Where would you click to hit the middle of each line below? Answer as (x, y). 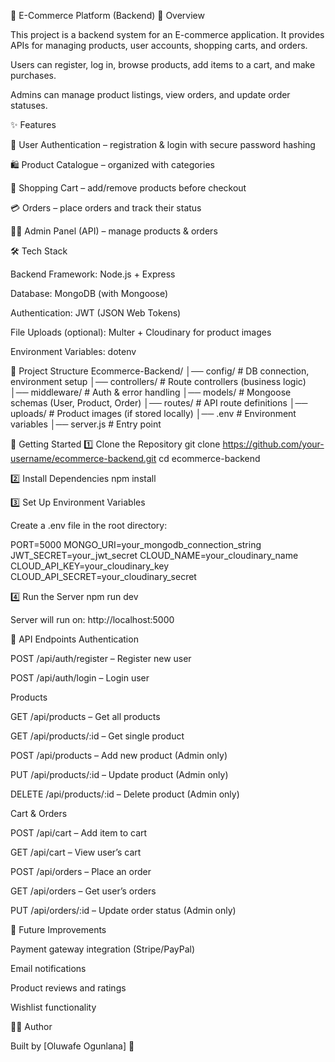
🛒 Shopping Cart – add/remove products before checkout (128, 188)
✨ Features (33, 124)
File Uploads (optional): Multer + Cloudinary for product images (141, 332)
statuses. (29, 105)
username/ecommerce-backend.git (83, 458)
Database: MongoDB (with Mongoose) (89, 293)
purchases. (33, 75)
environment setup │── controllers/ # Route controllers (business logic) (158, 381)
